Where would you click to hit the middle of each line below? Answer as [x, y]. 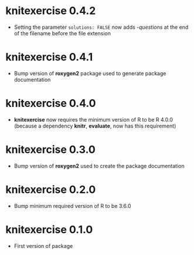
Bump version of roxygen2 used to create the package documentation [99, 166]
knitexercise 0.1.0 [49, 229]
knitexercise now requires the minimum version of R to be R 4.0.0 [93, 119]
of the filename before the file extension [62, 33]
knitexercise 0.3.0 [51, 150]
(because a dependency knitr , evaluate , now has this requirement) [95, 126]
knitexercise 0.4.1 [49, 57]
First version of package [43, 246]
